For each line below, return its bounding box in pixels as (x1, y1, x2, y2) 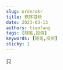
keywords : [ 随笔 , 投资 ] (6, 36, 58, 41)
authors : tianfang (6, 24, 51, 31)
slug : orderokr (6, 8, 43, 15)
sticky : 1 (6, 41, 30, 47)
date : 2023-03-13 (6, 19, 48, 25)
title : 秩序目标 (6, 14, 42, 20)
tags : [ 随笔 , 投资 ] (6, 30, 48, 36)
